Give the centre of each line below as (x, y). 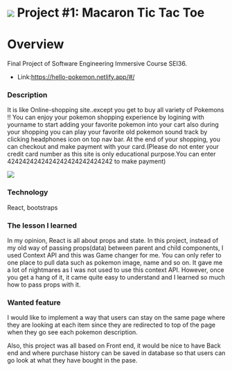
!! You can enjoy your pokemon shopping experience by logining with (106, 117)
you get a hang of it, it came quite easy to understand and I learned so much (116, 278)
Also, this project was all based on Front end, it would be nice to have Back (114, 346)
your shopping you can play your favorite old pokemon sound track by (107, 132)
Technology (28, 192)
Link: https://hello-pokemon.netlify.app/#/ (76, 77)
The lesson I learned (42, 225)
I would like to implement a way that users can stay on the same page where (116, 318)
